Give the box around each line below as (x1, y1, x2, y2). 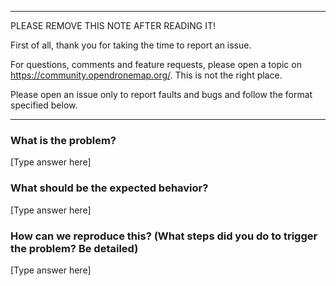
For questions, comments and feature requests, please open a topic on (10, 59, 302, 70)
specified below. (10, 99, 78, 111)
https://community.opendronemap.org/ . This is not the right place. (10, 69, 283, 81)
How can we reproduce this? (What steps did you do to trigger (10, 229, 318, 243)
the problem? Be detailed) (10, 241, 139, 255)
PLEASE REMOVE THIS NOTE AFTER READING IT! (10, 20, 216, 31)
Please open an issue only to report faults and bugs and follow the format (10, 89, 313, 100)
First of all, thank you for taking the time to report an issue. (10, 39, 252, 51)
